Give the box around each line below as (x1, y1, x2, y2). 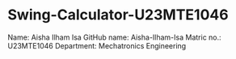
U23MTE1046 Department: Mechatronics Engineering (7, 40, 187, 50)
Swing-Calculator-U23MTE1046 (7, 6, 229, 24)
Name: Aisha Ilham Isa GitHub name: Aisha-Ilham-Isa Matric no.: (7, 32, 221, 42)
